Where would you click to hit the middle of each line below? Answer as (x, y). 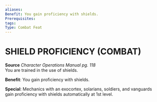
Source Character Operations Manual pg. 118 (50, 65)
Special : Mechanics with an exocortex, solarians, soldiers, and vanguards (78, 89)
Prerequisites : (20, 18)
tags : (10, 23)
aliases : (14, 9)
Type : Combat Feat (24, 28)
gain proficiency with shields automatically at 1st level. (59, 94)
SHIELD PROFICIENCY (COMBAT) (73, 52)
